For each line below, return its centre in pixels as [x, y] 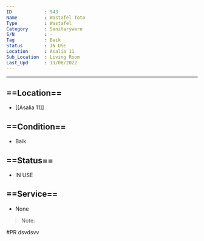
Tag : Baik [34, 40]
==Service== [32, 194]
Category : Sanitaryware [45, 29]
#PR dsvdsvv [23, 232]
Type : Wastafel [39, 23]
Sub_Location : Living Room [43, 57]
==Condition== [36, 127]
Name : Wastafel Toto [46, 18]
